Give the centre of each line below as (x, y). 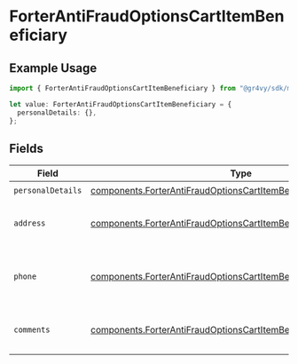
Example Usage (53, 68)
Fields (27, 148)
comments (32, 330)
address (30, 223)
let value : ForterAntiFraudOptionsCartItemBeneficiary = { (121, 104)
